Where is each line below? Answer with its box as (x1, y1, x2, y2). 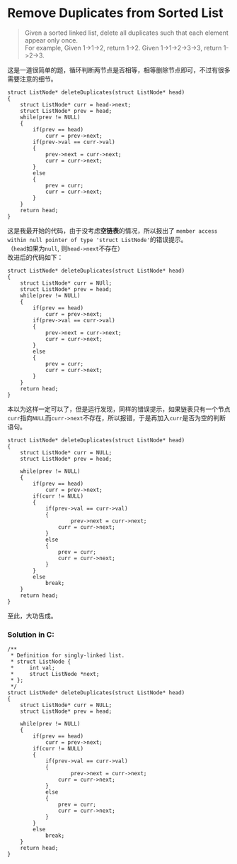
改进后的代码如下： (7, 253, 64, 261)
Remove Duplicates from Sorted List (7, 5, 224, 21)
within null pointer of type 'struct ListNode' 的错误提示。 (7, 235, 187, 244)
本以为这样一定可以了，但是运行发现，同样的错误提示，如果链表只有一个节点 (7, 405, 231, 413)
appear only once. (24, 35, 78, 44)
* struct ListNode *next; (10, 671, 100, 678)
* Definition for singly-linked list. (10, 652, 125, 660)
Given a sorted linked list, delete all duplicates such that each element (24, 28, 229, 37)
